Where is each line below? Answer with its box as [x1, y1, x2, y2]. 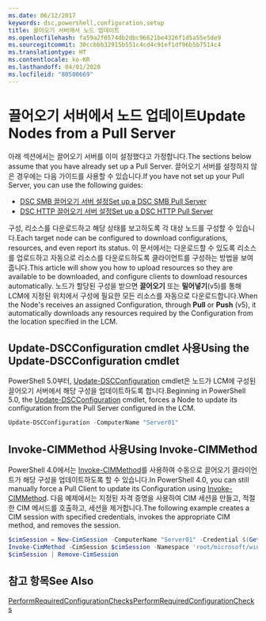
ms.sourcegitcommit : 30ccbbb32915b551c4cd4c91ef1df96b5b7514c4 [8, 41, 222, 49]
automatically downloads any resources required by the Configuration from [8, 308, 253, 317]
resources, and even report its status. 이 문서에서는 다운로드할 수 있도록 [8, 243, 236, 252]
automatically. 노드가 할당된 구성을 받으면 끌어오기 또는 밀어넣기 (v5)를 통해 [8, 281, 242, 290]
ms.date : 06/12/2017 [8, 11, 77, 20]
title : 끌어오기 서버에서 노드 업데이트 [8, 26, 120, 34]
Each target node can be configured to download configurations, [16, 233, 228, 242]
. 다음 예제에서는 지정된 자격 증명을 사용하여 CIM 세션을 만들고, [46, 494, 241, 503]
